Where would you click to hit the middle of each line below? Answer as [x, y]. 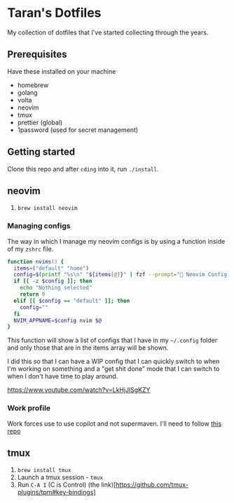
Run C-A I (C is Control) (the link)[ [67, 485]
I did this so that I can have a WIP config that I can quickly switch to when [113, 361]
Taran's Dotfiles [54, 13]
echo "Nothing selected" [56, 288]
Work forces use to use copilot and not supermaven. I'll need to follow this [115, 424]
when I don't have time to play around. [63, 377]
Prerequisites [37, 54]
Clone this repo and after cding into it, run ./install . [83, 169]
